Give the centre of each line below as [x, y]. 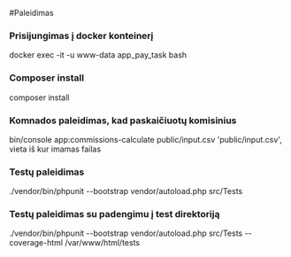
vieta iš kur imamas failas [55, 149]
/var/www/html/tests [102, 243]
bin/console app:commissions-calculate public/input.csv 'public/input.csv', [146, 139]
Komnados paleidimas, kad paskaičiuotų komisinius [123, 121]
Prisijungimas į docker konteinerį [81, 35]
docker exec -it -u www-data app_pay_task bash [98, 55]
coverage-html [36, 243]
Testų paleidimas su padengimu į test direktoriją [115, 214]
